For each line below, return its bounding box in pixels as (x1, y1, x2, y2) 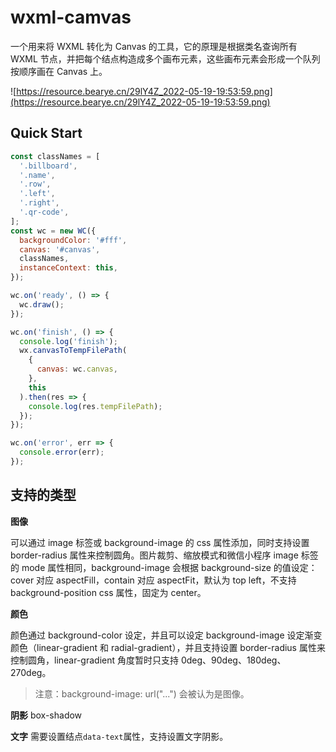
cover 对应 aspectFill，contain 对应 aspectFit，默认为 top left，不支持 (10, 574, 297, 586)
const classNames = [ (10, 151, 101, 161)
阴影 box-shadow (10, 709, 83, 721)
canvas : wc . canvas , (36, 364, 118, 375)
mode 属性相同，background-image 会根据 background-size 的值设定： (21, 561, 318, 573)
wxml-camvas (10, 6, 132, 29)
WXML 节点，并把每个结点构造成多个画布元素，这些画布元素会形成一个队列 (10, 52, 321, 65)
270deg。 (10, 666, 52, 678)
